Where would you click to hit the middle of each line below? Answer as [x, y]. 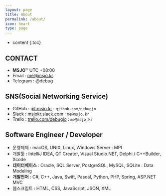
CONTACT [22, 58]
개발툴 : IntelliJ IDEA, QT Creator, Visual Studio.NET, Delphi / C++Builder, [86, 154]
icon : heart [17, 24]
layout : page [19, 10]
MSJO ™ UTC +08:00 [34, 70]
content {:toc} [27, 42]
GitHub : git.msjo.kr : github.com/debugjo [54, 108]
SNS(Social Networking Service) [57, 97]
